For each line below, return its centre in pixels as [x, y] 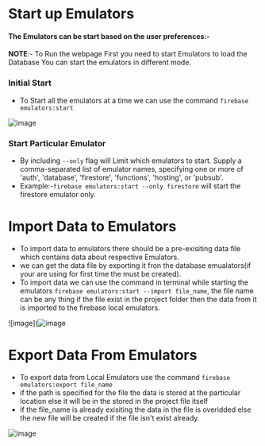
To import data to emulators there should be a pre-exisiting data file [130, 248]
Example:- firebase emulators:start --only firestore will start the [130, 186]
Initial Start [30, 83]
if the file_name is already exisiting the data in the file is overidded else [135, 409]
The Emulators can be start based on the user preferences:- [109, 36]
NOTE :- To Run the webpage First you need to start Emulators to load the [128, 54]
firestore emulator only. [58, 194]
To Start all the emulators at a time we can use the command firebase [134, 100]
